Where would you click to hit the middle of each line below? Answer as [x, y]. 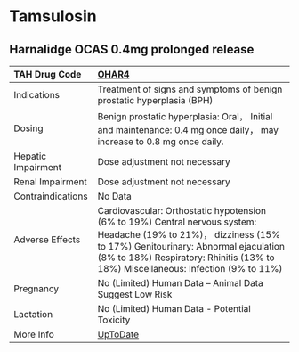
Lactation [33, 314]
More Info [34, 334]
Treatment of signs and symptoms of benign [190, 89]
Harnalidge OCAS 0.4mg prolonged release [132, 49]
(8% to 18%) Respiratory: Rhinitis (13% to [186, 258]
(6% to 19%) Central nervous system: [177, 222]
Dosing [28, 128]
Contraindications [51, 196]
